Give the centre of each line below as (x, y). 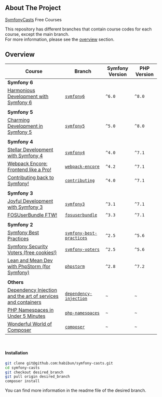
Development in (25, 126)
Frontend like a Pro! (29, 169)
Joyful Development (30, 201)
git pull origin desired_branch (37, 377)
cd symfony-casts (22, 367)
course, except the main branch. (37, 34)
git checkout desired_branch (34, 372)
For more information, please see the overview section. (60, 39)
